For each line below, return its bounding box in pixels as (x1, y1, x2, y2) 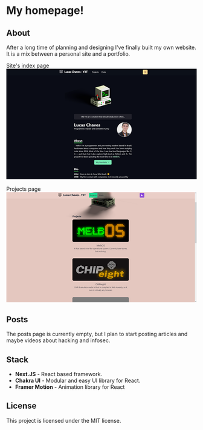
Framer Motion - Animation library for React (14, 383, 125, 391)
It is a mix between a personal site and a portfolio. (6, 50, 130, 58)
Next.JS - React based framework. (14, 370, 103, 377)
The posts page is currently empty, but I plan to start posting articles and (6, 331, 188, 338)
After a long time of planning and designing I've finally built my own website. (6, 44, 196, 51)
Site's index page (6, 62, 50, 69)
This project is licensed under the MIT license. (6, 417, 121, 424)
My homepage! (6, 4, 84, 18)
